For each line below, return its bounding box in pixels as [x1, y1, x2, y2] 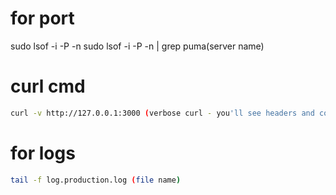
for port [10, 7, 75, 30]
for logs [10, 142, 76, 164]
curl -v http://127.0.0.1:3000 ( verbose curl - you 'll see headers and [10, 108, 315, 118]
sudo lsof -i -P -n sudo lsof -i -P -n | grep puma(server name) [10, 40, 265, 52]
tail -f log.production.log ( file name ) [10, 175, 182, 185]
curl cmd [10, 75, 86, 98]
